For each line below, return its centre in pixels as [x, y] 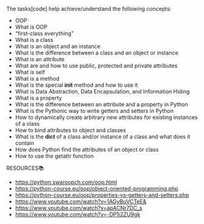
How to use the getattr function [55, 156]
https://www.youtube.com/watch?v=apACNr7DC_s [79, 208]
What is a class [34, 40]
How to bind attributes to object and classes [70, 130]
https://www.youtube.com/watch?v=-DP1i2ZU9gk [78, 214]
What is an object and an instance [58, 46]
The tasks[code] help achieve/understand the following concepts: [89, 9]
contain [25, 143]
